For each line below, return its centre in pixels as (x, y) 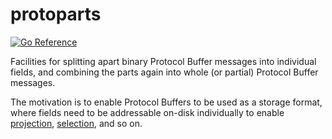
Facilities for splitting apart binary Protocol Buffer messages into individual (163, 61)
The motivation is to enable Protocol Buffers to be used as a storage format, (166, 102)
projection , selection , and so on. (76, 123)
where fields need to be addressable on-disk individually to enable (147, 112)
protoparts (56, 14)
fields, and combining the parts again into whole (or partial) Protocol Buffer (164, 72)
